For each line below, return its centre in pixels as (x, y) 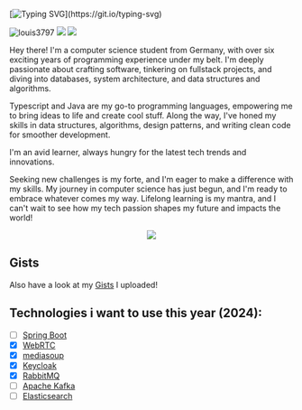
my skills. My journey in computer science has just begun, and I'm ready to (148, 189)
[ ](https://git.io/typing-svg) (86, 14)
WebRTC (39, 345)
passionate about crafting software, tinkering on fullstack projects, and (141, 69)
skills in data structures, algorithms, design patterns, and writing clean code (150, 125)
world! (21, 218)
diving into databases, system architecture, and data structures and (135, 79)
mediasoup (43, 355)
